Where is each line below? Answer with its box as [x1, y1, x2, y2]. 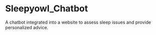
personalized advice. [5, 24, 49, 30]
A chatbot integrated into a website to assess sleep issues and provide [5, 19, 151, 25]
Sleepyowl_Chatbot [5, 3, 88, 14]
